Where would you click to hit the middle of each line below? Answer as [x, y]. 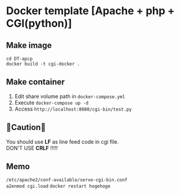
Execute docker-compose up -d [51, 102]
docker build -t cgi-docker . [43, 64]
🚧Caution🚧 [26, 127]
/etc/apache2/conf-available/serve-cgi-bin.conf [67, 180]
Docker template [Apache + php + [91, 11]
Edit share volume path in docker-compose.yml [70, 96]
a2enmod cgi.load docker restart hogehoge [58, 186]
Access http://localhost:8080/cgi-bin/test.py [73, 109]
